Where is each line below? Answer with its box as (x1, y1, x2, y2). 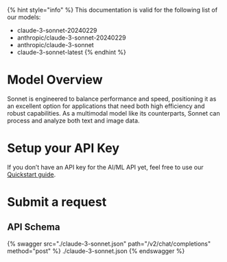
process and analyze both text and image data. (7, 116, 140, 125)
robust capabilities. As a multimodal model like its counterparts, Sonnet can (7, 109, 221, 117)
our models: (7, 13, 41, 21)
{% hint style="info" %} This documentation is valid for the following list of (7, 6, 218, 14)
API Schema (7, 222, 60, 233)
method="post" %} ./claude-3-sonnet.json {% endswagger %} (7, 246, 185, 255)
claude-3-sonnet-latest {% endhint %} (16, 48, 127, 56)
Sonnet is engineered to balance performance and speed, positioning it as (7, 94, 217, 103)
